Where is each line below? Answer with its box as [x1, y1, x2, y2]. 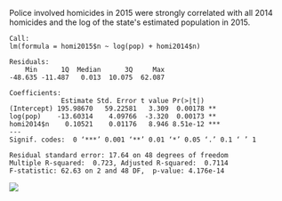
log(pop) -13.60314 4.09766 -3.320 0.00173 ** [9, 112, 217, 121]
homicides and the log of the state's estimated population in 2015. [9, 17, 251, 28]
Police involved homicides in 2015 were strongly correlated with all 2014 [9, 8, 273, 18]
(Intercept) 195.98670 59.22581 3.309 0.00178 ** [9, 104, 217, 113]
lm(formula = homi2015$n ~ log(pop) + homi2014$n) [9, 42, 201, 51]
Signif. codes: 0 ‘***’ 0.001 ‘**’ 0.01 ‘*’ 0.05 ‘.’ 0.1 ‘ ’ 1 [9, 135, 256, 144]
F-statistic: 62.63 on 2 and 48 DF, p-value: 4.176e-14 [9, 166, 225, 175]
